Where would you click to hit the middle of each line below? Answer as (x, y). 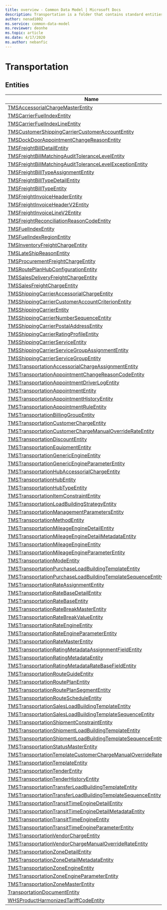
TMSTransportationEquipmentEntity (49, 447)
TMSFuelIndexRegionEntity (39, 237)
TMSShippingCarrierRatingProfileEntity (53, 334)
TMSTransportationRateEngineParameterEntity (62, 633)
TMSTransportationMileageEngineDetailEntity (61, 528)
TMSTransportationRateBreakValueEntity (55, 617)
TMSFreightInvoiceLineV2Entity (44, 213)
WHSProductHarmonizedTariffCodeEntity (56, 900)
